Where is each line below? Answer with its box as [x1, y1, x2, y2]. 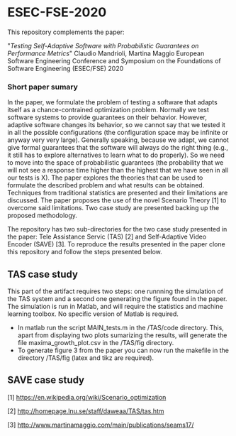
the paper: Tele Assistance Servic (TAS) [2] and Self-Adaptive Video [7, 232, 207, 241]
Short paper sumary [7, 82, 78, 92]
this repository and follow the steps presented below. [7, 248, 163, 256]
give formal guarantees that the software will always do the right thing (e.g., [7, 143, 228, 152]
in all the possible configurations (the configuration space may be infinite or [7, 129, 228, 137]
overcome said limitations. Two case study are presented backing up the [7, 204, 220, 212]
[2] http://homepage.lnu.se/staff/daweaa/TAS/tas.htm [7, 406, 164, 415]
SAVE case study [7, 374, 85, 386]
